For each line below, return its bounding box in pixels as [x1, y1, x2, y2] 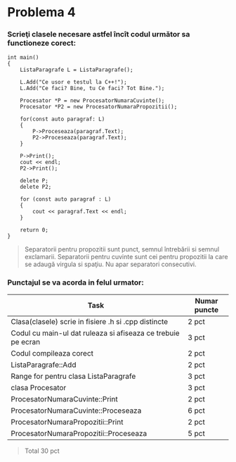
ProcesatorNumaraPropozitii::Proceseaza [11, 428, 147, 438]
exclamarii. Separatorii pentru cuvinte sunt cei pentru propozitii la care [24, 253, 228, 261]
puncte [194, 304, 219, 314]
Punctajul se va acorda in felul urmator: [7, 277, 144, 287]
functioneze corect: [7, 38, 76, 48]
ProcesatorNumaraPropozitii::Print [11, 417, 124, 427]
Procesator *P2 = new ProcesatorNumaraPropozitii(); [20, 104, 178, 111]
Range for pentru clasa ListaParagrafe [11, 371, 136, 381]
